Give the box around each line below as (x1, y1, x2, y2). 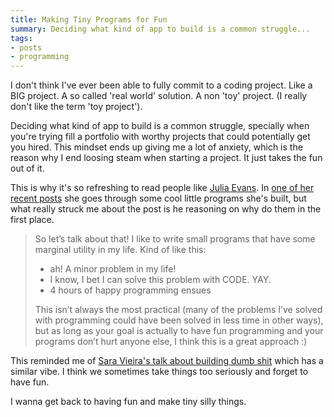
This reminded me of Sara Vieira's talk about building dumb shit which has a (10, 355, 324, 367)
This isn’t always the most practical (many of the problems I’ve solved (34, 304, 323, 316)
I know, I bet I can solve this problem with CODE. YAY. (49, 274, 272, 286)
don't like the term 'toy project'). (10, 101, 143, 113)
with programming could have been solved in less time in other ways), (34, 314, 324, 326)
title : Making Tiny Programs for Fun (10, 14, 168, 25)
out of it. (10, 162, 45, 175)
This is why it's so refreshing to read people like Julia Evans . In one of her (10, 182, 315, 194)
